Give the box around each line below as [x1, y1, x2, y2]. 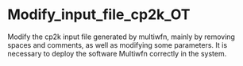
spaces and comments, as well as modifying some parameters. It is [7, 40, 228, 49]
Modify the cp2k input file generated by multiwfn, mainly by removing [7, 32, 236, 41]
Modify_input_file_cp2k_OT [7, 6, 191, 24]
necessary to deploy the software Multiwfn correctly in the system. [7, 49, 227, 58]
